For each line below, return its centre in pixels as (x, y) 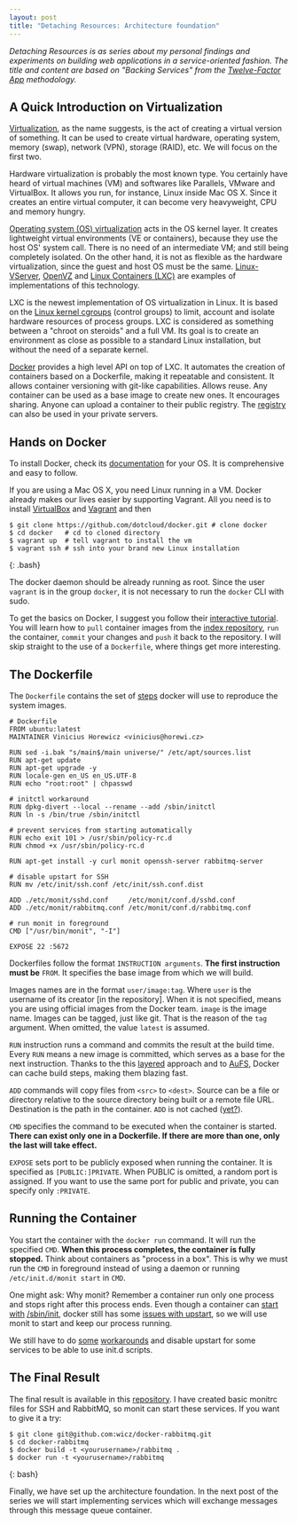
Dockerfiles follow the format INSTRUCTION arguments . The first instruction (145, 963)
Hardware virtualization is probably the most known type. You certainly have (148, 174)
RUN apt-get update (45, 760)
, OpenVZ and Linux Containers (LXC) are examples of (137, 276)
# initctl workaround (49, 799)
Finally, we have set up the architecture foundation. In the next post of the (144, 1491)
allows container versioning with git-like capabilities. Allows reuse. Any (138, 386)
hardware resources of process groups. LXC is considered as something (141, 321)
